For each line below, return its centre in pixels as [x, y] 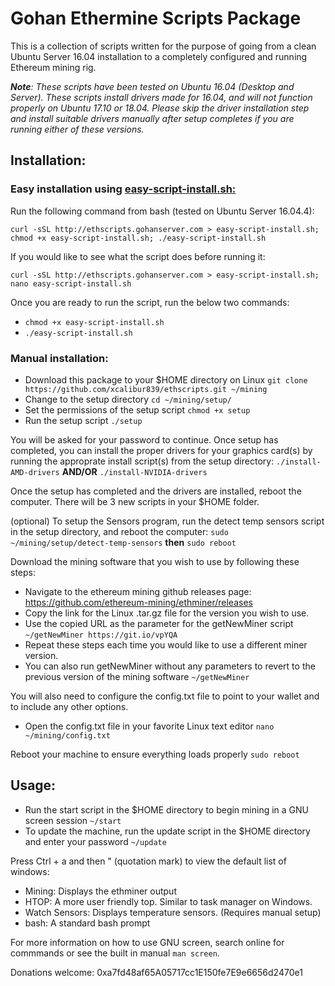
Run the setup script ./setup [83, 420]
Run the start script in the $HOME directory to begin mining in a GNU [166, 809]
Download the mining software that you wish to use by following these [155, 561]
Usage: [33, 785]
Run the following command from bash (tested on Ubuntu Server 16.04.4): [162, 211]
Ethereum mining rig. [53, 67]
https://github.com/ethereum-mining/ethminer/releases [138, 602]
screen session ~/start [73, 820]
